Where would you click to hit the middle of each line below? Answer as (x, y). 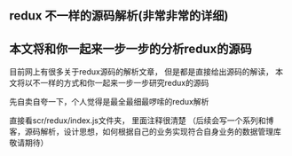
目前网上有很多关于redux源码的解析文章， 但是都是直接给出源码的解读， (141, 72)
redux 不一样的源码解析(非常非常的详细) (119, 16)
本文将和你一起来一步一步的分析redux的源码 (131, 48)
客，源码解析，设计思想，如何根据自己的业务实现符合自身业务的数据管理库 (145, 132)
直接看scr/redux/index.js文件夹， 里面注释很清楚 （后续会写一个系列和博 (142, 121)
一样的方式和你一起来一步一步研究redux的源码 (124, 83)
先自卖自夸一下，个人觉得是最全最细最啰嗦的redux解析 (109, 102)
